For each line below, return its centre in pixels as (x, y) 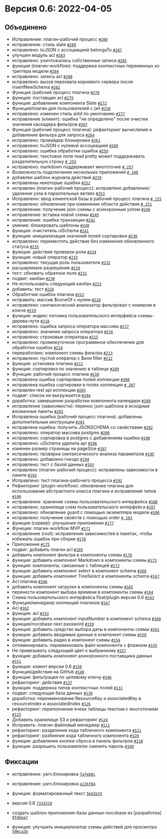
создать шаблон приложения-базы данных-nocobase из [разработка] (87, 812)
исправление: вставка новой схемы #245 (55, 215)
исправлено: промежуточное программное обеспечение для (78, 342)
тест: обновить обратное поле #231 (49, 273)
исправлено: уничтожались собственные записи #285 (69, 60)
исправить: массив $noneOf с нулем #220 (56, 300)
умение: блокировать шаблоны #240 (50, 225)
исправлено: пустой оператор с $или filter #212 (62, 358)
